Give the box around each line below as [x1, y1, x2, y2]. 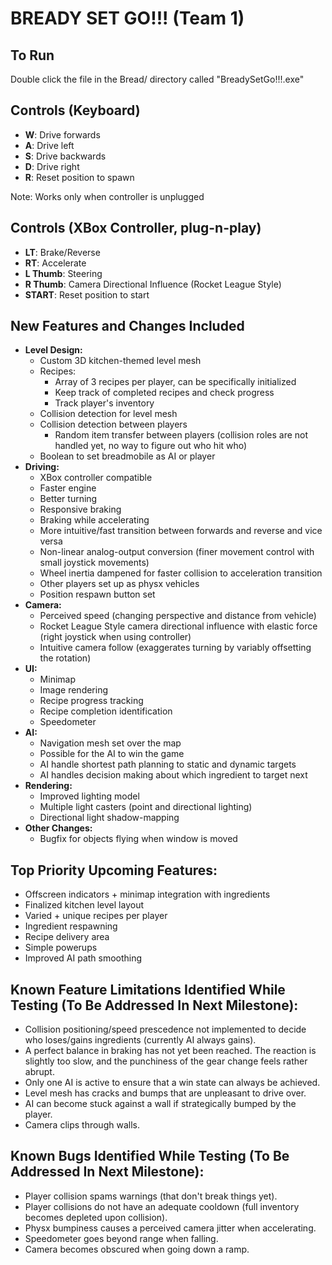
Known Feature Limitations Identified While [10, 981, 286, 998]
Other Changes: [24, 822, 93, 834]
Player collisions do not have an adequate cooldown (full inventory [24, 1200, 300, 1212]
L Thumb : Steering [24, 267, 103, 279]
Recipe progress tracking [39, 695, 144, 707]
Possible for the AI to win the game [39, 748, 185, 760]
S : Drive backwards [24, 150, 107, 162]
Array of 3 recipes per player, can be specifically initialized [54, 376, 297, 388]
